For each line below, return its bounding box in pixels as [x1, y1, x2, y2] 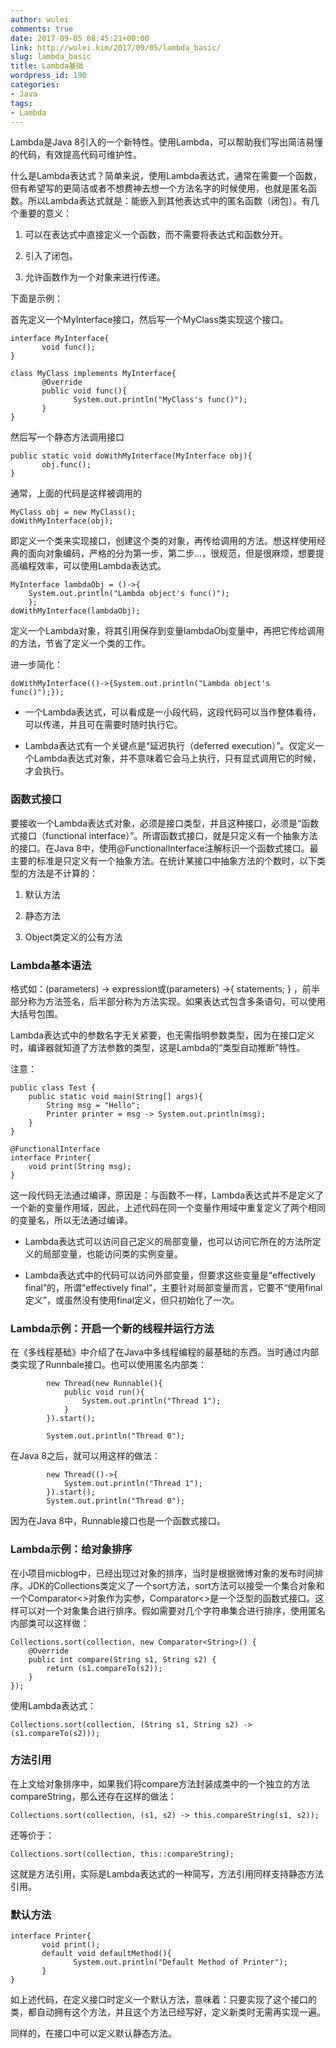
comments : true [10, 24, 74, 34]
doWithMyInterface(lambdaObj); [10, 606, 141, 616]
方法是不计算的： [27, 867, 98, 879]
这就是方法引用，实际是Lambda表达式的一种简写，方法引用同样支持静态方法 [10, 1867, 325, 1880]
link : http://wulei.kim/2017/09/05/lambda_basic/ [10, 42, 222, 53]
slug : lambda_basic [10, 52, 92, 62]
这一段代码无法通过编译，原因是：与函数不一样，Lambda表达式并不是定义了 [10, 1189, 325, 1201]
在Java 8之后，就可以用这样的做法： [10, 1450, 161, 1462]
